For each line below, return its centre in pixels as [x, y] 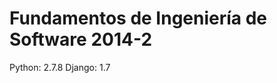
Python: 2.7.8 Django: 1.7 [60, 67]
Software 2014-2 [81, 39]
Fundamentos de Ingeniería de [138, 18]
